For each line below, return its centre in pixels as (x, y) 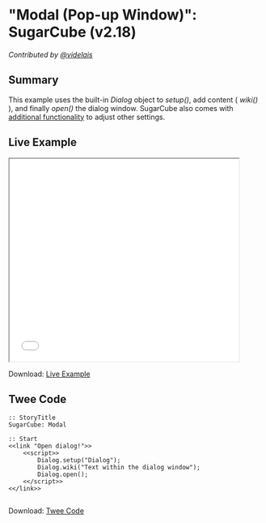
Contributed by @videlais (51, 54)
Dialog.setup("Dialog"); (79, 461)
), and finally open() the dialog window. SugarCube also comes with (121, 108)
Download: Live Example (49, 374)
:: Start (23, 439)
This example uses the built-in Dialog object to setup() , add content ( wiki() (133, 100)
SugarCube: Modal (38, 425)
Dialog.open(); (63, 475)
